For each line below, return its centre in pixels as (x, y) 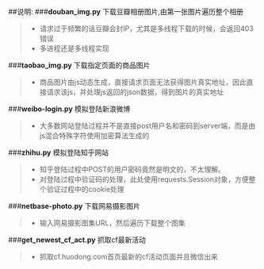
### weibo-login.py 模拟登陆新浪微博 (69, 109)
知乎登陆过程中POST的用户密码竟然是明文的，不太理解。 (132, 169)
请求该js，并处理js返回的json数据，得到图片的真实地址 (135, 92)
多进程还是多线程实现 (74, 48)
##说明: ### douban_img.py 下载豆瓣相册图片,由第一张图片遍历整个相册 (126, 12)
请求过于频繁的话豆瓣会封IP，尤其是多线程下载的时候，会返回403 (146, 29)
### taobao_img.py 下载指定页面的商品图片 (79, 65)
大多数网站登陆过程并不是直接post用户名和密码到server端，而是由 (147, 126)
